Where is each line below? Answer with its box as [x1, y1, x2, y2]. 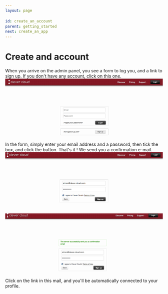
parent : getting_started [5, 24, 57, 29]
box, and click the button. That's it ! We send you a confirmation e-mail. [5, 146, 152, 152]
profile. [5, 283, 20, 289]
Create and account [5, 51, 89, 62]
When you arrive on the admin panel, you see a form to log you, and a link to [5, 68, 162, 74]
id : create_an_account [5, 18, 52, 23]
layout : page [5, 8, 32, 13]
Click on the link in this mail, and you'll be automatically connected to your [5, 278, 158, 284]
